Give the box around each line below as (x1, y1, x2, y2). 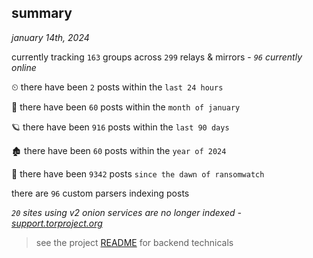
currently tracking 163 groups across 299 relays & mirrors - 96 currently (11, 51, 303, 63)
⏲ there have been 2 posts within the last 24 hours (11, 81, 224, 93)
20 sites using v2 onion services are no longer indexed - (11, 206, 242, 218)
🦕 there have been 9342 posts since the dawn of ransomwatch (11, 167, 265, 180)
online (11, 61, 37, 73)
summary (11, 5, 73, 22)
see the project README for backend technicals (35, 236, 234, 248)
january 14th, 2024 (11, 31, 90, 43)
